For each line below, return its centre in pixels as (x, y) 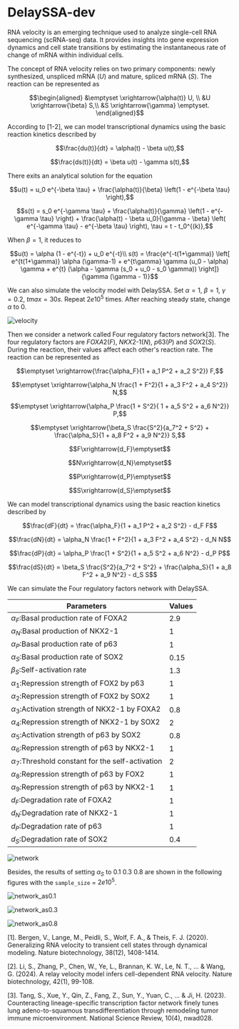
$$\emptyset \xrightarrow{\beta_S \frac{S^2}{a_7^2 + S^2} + (120, 427)
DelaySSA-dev (52, 12)
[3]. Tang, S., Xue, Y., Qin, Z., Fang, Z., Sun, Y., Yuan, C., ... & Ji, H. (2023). (117, 995)
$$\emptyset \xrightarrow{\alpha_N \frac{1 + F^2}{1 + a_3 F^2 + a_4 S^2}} (120, 384)
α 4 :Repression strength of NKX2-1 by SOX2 (86, 723)
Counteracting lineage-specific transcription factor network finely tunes (113, 1003)
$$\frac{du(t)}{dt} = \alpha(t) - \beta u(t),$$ (120, 148)
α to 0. (17, 307)
